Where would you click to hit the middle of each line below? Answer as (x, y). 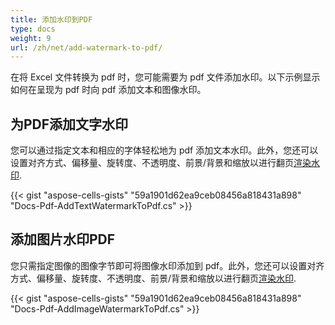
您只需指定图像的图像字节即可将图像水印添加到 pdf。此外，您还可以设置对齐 (167, 265)
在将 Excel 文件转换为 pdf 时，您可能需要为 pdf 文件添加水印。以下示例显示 (165, 77)
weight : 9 (31, 38)
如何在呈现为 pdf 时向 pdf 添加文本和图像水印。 (108, 90)
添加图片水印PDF (63, 239)
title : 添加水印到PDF (51, 19)
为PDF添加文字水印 (69, 124)
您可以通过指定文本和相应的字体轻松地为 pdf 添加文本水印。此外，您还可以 (164, 150)
